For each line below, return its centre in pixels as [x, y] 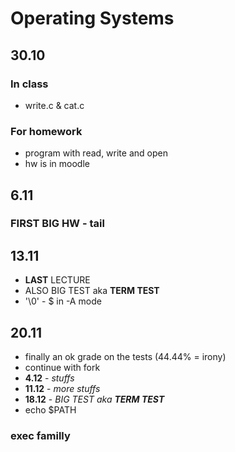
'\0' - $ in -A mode [63, 301]
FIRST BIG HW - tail [57, 224]
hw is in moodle [57, 164]
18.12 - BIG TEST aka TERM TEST [94, 399]
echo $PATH [50, 410]
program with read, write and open [96, 153]
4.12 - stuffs [49, 378]
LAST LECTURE [57, 280]
